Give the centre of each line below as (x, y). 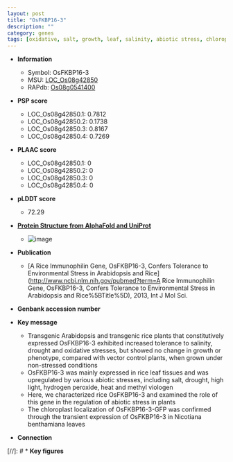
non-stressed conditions (63, 366)
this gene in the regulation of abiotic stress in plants (101, 402)
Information (35, 59)
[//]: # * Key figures (35, 451)
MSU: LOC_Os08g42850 (63, 80)
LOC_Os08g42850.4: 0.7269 (68, 137)
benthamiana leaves (56, 425)
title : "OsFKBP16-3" (37, 20)
